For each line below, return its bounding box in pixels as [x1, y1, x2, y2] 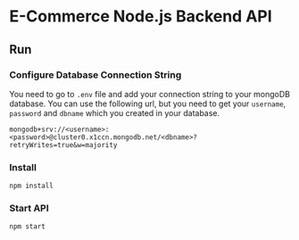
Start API [9, 203, 49, 215]
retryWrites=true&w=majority [9, 140, 118, 149]
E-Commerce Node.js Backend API [9, 6, 272, 27]
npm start [9, 222, 46, 231]
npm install [9, 181, 54, 191]
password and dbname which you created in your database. [9, 107, 220, 118]
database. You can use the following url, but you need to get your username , [9, 98, 287, 109]
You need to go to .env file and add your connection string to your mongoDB [9, 88, 290, 99]
